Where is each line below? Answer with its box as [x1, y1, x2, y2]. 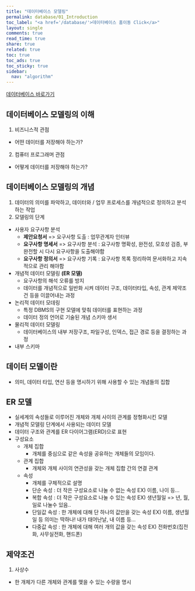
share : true [6, 42, 35, 47]
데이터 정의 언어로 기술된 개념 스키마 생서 [23, 314, 117, 321]
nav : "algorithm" [11, 74, 54, 80]
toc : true [6, 52, 30, 58]
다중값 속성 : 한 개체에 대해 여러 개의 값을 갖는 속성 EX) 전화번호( [32, 523, 179, 530]
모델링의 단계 [14, 213, 45, 220]
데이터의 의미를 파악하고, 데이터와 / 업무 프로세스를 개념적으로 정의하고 [14, 198, 176, 205]
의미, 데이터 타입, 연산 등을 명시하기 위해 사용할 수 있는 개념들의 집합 [14, 378, 170, 385]
